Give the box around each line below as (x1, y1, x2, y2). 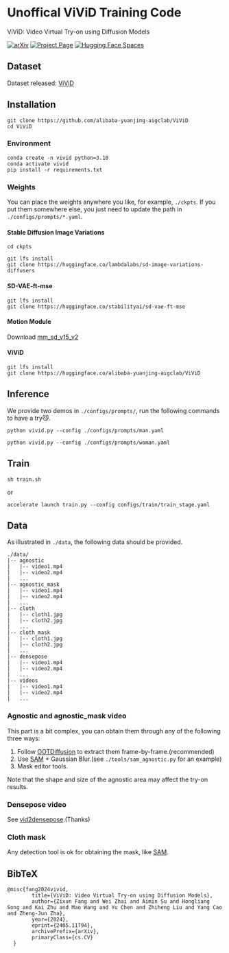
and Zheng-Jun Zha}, (7, 910, 67, 917)
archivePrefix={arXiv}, (32, 928, 99, 935)
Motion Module (7, 318, 51, 326)
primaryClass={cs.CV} (32, 934, 94, 941)
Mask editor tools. (16, 762, 69, 770)
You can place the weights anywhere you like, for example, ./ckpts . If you (7, 198, 216, 207)
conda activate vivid (7, 160, 69, 167)
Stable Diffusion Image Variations (7, 228, 105, 236)
